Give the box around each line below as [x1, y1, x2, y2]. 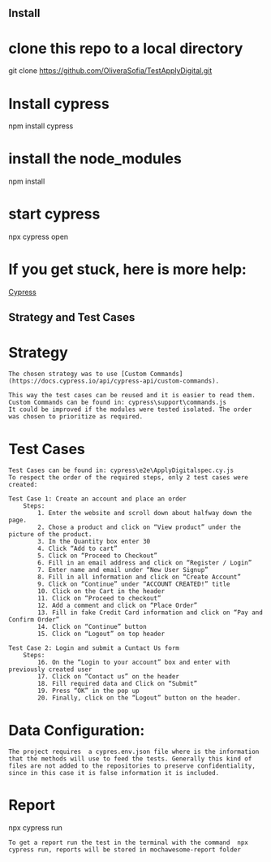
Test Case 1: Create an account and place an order [8, 495, 187, 503]
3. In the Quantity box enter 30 [37, 538, 151, 546]
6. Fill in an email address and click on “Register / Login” [37, 559, 252, 567]
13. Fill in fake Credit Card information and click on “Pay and [37, 609, 264, 617]
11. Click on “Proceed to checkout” [37, 595, 161, 603]
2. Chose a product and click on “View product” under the [37, 523, 242, 531]
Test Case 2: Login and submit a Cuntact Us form [8, 644, 180, 652]
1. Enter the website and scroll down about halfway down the [37, 509, 252, 518]
